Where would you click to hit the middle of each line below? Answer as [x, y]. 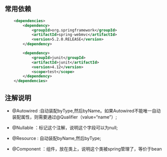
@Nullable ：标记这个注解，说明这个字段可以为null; [65, 127]
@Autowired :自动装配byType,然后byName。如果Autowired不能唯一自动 [86, 111]
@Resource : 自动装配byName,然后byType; [56, 138]
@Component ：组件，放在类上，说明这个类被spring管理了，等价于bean [87, 149]
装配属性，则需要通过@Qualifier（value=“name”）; [64, 117]
